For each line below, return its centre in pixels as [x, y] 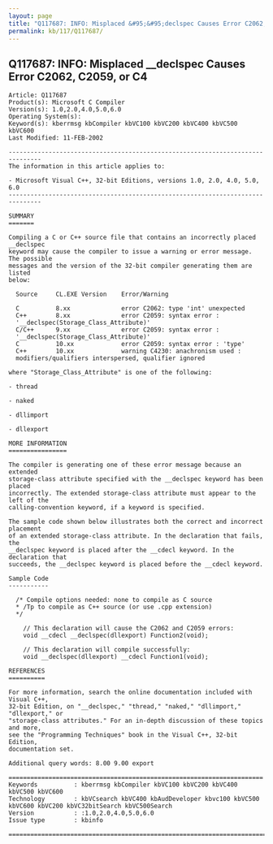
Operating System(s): [45, 117]
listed [19, 273]
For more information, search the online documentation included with [130, 693]
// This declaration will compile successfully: [107, 650]
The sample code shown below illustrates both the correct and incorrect [136, 522]
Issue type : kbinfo [56, 820]
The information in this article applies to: [87, 167]
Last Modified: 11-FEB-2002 [56, 138]
